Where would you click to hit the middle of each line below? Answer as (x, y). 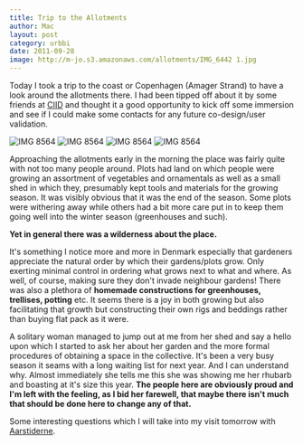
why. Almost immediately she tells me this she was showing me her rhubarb (151, 375)
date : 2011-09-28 (42, 52)
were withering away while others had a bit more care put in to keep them (147, 207)
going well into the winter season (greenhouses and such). (118, 217)
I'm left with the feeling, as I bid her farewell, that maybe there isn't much (149, 394)
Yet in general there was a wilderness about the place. (113, 234)
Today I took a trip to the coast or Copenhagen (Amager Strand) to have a (147, 85)
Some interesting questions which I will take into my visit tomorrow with (142, 421)
